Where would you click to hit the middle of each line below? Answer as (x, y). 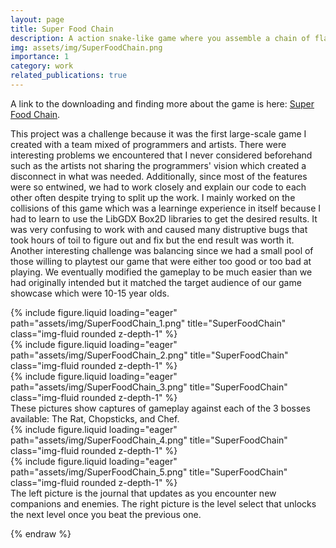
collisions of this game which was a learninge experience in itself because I (165, 208)
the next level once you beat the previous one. (106, 514)
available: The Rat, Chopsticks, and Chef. (95, 418)
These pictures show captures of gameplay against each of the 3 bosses (160, 408)
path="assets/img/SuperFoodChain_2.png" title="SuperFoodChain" (149, 355)
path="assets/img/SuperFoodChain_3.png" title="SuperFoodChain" (149, 387)
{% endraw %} (41, 533)
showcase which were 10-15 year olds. (90, 293)
